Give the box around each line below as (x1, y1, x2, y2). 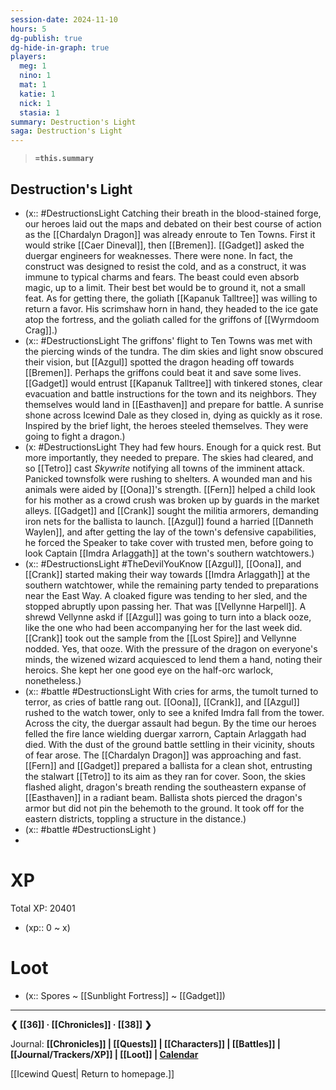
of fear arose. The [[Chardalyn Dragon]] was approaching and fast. (24, 749, 302, 761)
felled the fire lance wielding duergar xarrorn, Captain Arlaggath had (24, 727, 307, 740)
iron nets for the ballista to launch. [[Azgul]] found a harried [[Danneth (24, 515, 314, 527)
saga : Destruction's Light (10, 126, 123, 136)
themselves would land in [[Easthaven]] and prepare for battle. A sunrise (24, 398, 324, 410)
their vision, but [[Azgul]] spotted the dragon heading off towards (24, 356, 295, 368)
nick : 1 (19, 98, 52, 108)
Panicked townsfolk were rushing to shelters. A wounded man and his (24, 472, 313, 485)
